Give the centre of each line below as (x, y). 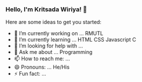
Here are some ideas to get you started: (54, 22)
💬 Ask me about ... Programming (53, 52)
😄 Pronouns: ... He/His (42, 67)
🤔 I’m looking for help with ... (48, 46)
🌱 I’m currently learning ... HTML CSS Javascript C (75, 40)
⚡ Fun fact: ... (30, 74)
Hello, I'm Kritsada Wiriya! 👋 (46, 9)
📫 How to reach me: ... (42, 59)
